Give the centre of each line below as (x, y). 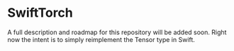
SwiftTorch (40, 13)
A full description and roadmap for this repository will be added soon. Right (117, 32)
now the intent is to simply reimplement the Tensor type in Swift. (101, 39)
